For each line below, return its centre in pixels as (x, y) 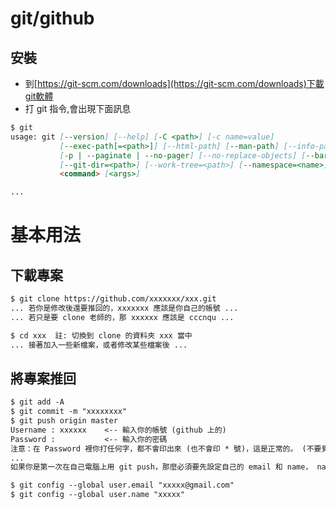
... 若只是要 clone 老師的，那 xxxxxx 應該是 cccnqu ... (122, 317)
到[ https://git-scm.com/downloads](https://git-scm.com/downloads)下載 (174, 83)
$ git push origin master (64, 421)
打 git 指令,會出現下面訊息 (78, 108)
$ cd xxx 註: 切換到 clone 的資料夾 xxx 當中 (101, 335)
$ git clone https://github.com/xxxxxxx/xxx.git (113, 299)
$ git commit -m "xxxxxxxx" (69, 412)
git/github (52, 18)
